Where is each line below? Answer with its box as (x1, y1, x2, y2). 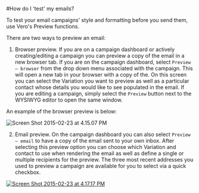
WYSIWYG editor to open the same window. (14, 96, 123, 103)
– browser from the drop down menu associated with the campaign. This (14, 65, 193, 72)
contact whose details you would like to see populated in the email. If (14, 84, 185, 91)
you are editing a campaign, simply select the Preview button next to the (14, 90, 192, 97)
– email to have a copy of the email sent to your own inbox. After (14, 137, 175, 144)
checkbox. (14, 169, 41, 176)
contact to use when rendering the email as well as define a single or (14, 150, 184, 157)
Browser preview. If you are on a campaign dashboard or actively (14, 46, 175, 53)
